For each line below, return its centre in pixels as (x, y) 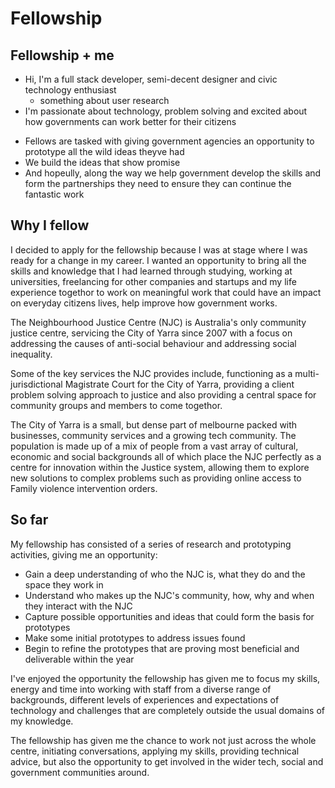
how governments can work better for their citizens (130, 121)
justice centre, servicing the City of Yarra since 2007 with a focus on (151, 333)
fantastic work (54, 194)
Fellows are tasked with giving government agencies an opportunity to (169, 141)
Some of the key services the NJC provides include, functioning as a (151, 373)
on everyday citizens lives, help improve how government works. (144, 303)
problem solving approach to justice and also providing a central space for (163, 394)
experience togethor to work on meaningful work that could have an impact (166, 292)
